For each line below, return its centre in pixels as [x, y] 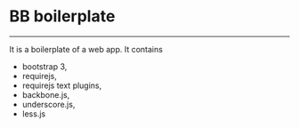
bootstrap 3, [44, 66]
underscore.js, [48, 104]
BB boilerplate [62, 16]
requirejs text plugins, [62, 85]
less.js [34, 114]
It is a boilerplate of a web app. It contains [86, 49]
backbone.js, [46, 94]
